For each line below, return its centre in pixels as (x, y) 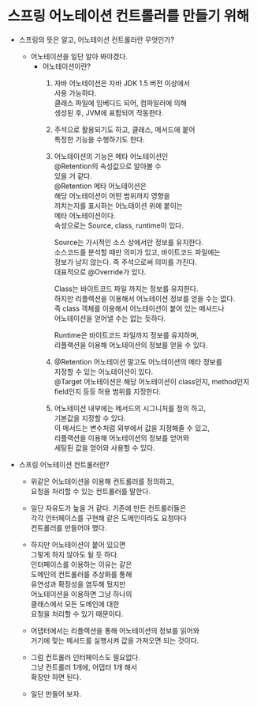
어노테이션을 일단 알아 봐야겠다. (79, 56)
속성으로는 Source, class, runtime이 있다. (119, 225)
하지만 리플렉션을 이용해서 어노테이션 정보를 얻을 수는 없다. (145, 298)
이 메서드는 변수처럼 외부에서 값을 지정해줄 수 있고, (132, 428)
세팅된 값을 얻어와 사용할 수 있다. (104, 447)
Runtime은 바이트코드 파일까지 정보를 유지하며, (126, 335)
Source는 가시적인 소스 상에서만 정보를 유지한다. (129, 242)
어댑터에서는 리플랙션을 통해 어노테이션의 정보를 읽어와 (115, 630)
